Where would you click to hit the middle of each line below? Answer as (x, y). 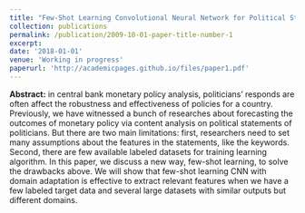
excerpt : (26, 43)
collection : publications (58, 26)
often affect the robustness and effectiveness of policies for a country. (142, 103)
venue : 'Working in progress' (67, 60)
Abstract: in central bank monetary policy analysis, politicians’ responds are (152, 94)
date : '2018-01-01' (46, 52)
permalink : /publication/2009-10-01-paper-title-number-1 (121, 34)
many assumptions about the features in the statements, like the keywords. (150, 142)
